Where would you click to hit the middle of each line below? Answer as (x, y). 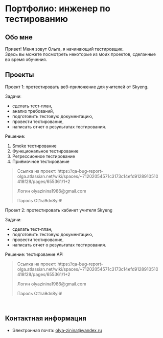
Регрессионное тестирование (44, 156)
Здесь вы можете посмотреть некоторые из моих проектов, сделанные (81, 54)
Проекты (20, 75)
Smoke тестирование (34, 146)
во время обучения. (26, 59)
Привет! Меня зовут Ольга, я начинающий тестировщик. (64, 49)
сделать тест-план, (32, 229)
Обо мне (19, 37)
